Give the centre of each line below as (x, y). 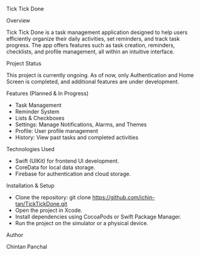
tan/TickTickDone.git (41, 204)
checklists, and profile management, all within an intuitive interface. (90, 52)
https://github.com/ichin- (123, 197)
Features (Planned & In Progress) (48, 93)
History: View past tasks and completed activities (77, 137)
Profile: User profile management (56, 131)
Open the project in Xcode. (49, 210)
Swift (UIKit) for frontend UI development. (67, 161)
